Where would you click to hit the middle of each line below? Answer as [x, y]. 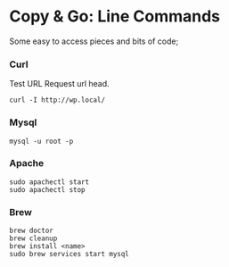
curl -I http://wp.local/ [57, 100]
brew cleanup [33, 238]
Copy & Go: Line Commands [115, 17]
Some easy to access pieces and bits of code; [94, 41]
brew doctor [31, 231]
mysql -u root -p [41, 141]
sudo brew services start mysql [69, 254]
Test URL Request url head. [59, 84]
